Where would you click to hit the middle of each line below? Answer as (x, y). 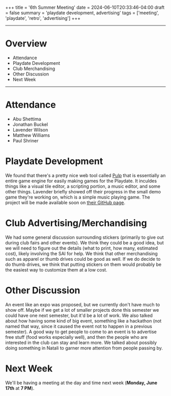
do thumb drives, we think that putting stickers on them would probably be (83, 264)
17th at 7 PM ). (20, 388)
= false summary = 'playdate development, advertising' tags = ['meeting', (82, 13)
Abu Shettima (27, 119)
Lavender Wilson (30, 130)
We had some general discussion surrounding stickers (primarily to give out (84, 237)
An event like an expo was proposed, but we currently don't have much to (83, 304)
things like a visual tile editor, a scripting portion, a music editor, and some (83, 186)
